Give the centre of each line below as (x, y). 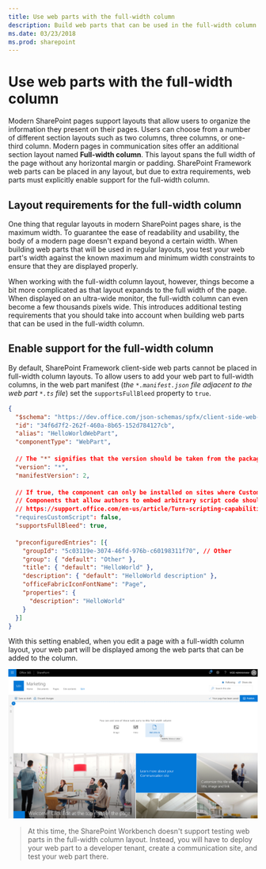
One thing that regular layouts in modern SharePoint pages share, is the (125, 224)
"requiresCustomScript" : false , (69, 517)
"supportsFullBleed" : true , (62, 526)
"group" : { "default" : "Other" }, (79, 559)
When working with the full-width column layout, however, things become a (131, 281)
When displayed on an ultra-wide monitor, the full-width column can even (128, 298)
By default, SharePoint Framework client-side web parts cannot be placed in (133, 367)
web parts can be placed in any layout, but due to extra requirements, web (129, 171)
